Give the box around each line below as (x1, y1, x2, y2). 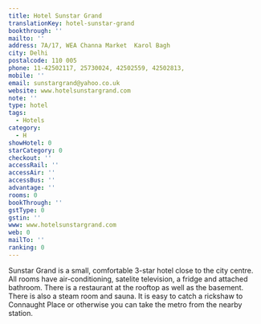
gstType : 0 (8, 206, 45, 214)
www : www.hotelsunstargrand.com (8, 221, 116, 229)
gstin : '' (8, 214, 42, 222)
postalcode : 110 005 (8, 57, 78, 65)
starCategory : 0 (8, 146, 63, 154)
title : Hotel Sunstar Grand (8, 11, 103, 20)
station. (8, 308, 34, 318)
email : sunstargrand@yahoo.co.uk (8, 79, 120, 87)
